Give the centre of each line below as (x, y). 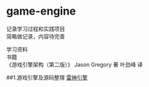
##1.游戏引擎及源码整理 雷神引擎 (47, 77)
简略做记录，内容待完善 (36, 36)
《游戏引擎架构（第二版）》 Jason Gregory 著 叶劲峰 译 (74, 64)
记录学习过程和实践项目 (36, 29)
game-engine (41, 11)
